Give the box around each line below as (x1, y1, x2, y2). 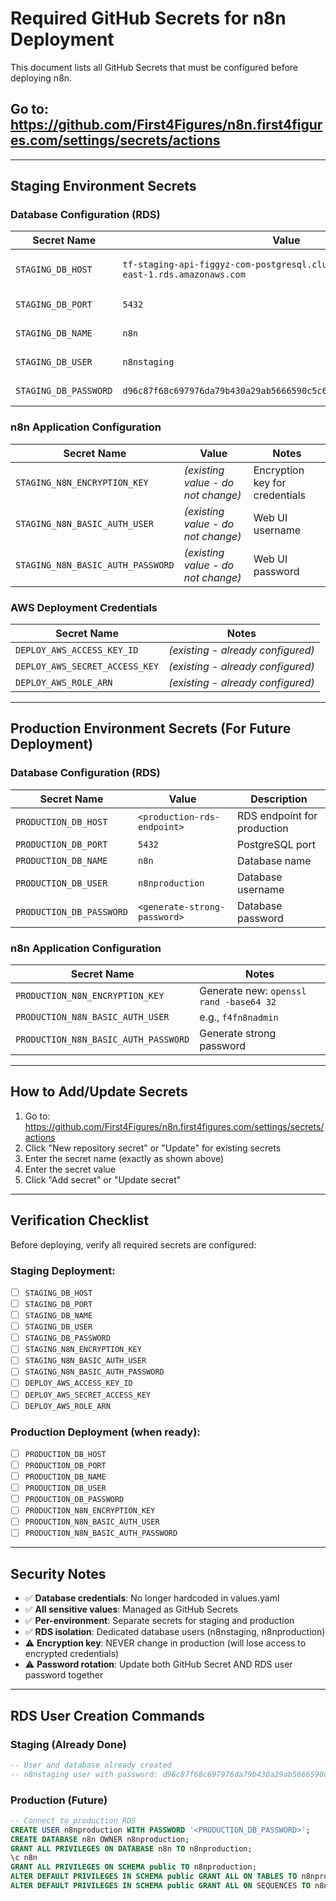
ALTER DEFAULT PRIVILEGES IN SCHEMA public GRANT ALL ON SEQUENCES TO (10, 1881, 311, 1891)
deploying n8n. (10, 72, 73, 84)
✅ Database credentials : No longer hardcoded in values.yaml (24, 1592, 280, 1604)
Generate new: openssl (199, 984, 307, 998)
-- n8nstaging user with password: (10, 1769, 159, 1779)
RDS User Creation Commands (10, 1707, 205, 1724)
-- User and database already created (10, 1760, 172, 1770)
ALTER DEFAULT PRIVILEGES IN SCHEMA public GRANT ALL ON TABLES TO (10, 1872, 298, 1882)
